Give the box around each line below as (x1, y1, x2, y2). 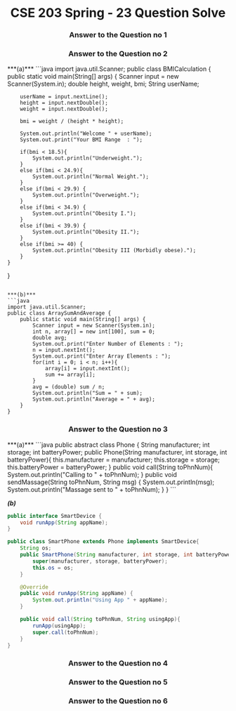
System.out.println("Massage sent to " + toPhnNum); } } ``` (7, 485, 177, 493)
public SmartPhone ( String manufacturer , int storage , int (20, 552, 193, 559)
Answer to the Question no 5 (68, 677, 168, 687)
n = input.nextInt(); (32, 346, 96, 354)
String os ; (20, 544, 52, 552)
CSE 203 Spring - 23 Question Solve (10, 5, 226, 21)
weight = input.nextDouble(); (20, 105, 109, 113)
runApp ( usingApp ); (32, 622, 86, 630)
